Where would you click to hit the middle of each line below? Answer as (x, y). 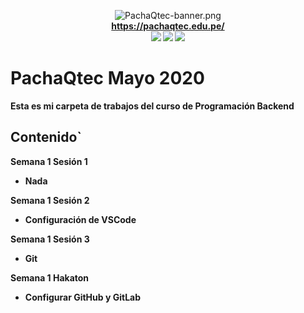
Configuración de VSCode (80, 219)
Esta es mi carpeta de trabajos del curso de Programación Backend (152, 106)
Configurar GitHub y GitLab (83, 297)
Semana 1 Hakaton (50, 277)
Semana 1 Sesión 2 (50, 200)
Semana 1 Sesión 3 (50, 239)
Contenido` (46, 137)
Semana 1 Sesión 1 (49, 161)
